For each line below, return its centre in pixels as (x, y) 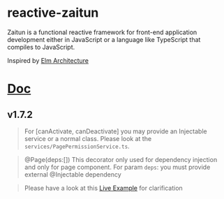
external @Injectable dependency (73, 174)
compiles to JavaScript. (41, 47)
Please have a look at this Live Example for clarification (103, 188)
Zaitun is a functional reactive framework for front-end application (102, 32)
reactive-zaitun (53, 13)
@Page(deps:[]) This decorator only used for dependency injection (121, 159)
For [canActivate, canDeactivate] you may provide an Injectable (115, 131)
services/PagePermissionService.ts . (77, 146)
